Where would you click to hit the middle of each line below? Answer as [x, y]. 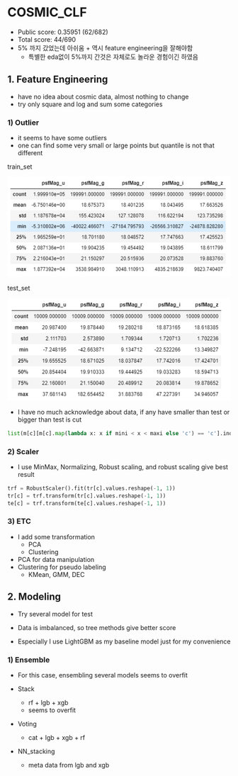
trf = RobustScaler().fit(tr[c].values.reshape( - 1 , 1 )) [91, 488]
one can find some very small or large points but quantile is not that [116, 145]
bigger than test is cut [50, 420]
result [26, 474]
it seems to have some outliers [62, 138]
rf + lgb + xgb [48, 702]
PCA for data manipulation [56, 559]
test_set [19, 288]
